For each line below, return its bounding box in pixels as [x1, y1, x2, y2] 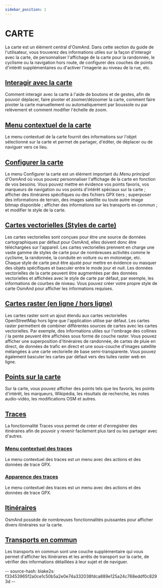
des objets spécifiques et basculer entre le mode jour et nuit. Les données [5, 265, 153, 270]
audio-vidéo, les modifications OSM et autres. [5, 396, 97, 402]
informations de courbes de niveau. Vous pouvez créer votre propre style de [5, 280, 158, 286]
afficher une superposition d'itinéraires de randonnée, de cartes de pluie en [5, 338, 156, 344]
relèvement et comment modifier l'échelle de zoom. [5, 107, 108, 113]
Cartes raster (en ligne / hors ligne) [5, 300, 113, 308]
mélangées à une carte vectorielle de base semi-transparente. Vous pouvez [5, 349, 156, 354]
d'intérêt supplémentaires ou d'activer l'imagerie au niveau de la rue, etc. [5, 64, 151, 70]
